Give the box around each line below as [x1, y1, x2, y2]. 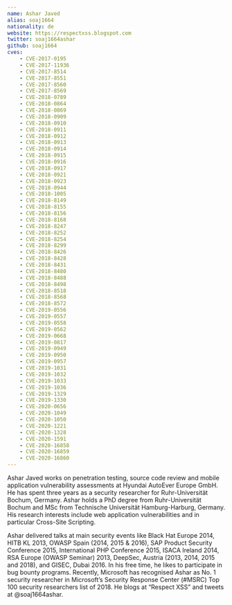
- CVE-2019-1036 [19, 384, 67, 391]
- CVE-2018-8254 [19, 236, 67, 243]
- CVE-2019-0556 [19, 306, 67, 314]
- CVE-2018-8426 [19, 249, 67, 256]
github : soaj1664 [7, 42, 57, 49]
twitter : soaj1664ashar [7, 36, 76, 43]
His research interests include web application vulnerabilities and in [7, 511, 199, 518]
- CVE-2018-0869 [19, 107, 67, 114]
